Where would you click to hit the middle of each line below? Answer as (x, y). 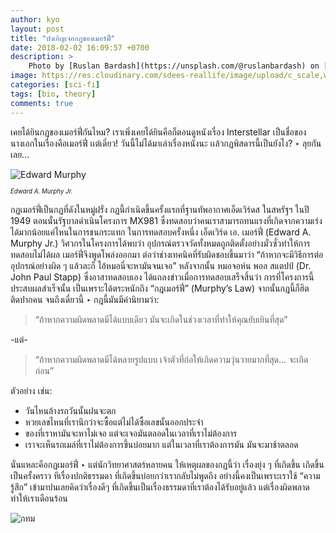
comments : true (42, 103)
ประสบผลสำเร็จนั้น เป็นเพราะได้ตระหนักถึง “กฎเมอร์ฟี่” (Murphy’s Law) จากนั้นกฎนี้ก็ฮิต (160, 288)
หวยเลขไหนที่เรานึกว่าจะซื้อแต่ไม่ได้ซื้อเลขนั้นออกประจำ (114, 422)
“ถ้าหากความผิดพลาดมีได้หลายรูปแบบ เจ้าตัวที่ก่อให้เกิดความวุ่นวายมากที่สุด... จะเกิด (171, 359)
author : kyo (35, 19)
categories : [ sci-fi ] (55, 85)
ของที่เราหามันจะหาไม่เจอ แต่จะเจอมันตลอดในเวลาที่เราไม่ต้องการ (131, 433)
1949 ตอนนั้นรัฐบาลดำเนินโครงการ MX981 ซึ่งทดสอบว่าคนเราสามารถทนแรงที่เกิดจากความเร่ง (166, 220)
